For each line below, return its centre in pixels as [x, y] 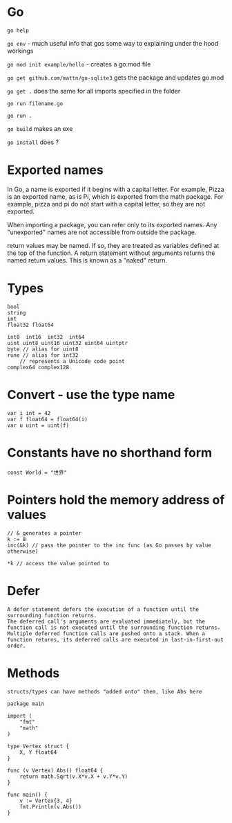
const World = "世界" [37, 472]
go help [18, 30]
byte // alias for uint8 [43, 349]
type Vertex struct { [38, 746]
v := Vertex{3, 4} [46, 801]
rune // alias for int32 [43, 355]
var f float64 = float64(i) [48, 419]
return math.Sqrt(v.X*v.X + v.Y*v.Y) [74, 777]
